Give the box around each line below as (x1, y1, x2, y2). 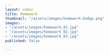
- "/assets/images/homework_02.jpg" (5, 29, 79, 34)
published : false (5, 39, 40, 43)
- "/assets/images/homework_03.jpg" (5, 34, 79, 39)
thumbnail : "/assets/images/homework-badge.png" (5, 16, 105, 21)
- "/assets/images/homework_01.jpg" (5, 25, 79, 30)
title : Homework (5, 12, 38, 16)
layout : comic (5, 7, 34, 12)
